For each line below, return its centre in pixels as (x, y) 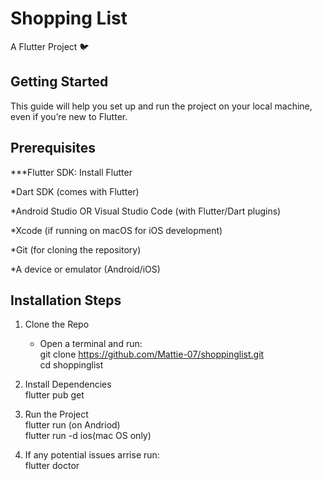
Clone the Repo (57, 324)
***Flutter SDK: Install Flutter (71, 172)
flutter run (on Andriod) (72, 425)
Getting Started (59, 82)
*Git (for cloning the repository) (76, 249)
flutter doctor (52, 466)
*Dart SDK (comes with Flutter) (75, 191)
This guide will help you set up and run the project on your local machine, (161, 106)
